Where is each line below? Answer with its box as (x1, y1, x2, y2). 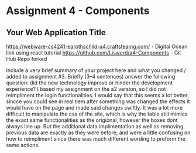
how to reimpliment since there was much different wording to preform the (6, 135, 186, 142)
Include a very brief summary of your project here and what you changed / (6, 67, 186, 74)
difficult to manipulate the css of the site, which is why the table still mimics (6, 110, 188, 117)
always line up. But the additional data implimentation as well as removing (6, 123, 184, 130)
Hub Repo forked (6, 56, 47, 62)
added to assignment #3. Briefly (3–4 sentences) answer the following (6, 73, 176, 80)
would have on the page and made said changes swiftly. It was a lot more (6, 104, 183, 111)
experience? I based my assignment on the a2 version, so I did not (6, 86, 166, 92)
